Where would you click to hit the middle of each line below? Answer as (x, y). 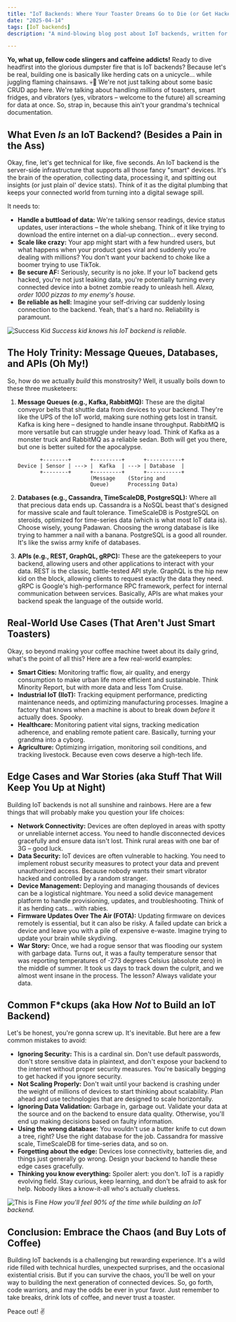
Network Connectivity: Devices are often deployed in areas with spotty (122, 825)
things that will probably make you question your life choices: (96, 812)
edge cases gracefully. (51, 1166)
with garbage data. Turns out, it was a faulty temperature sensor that (117, 953)
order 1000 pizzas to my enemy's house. (76, 295)
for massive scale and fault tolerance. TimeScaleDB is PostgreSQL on (118, 512)
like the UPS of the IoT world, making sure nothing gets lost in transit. (117, 417)
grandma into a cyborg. (51, 740)
